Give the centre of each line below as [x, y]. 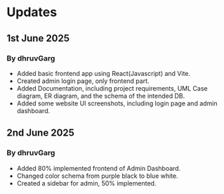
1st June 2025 [38, 38]
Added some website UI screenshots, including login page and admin [117, 103]
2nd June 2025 [41, 133]
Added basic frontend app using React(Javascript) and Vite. [104, 73]
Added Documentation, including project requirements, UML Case [112, 88]
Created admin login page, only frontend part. [83, 81]
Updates [32, 12]
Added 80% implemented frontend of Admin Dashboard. [99, 168]
